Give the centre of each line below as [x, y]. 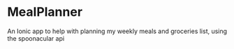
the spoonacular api [36, 38]
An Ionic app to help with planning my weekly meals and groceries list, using [117, 31]
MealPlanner [45, 12]
